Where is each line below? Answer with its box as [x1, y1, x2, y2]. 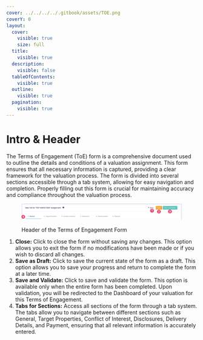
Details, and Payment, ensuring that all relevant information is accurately [15, 321, 196, 328]
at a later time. [15, 270, 52, 277]
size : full [17, 42, 45, 48]
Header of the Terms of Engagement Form [21, 226, 127, 233]
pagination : [12, 99, 42, 105]
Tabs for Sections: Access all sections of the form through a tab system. [15, 302, 198, 309]
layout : [6, 22, 26, 28]
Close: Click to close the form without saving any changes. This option [15, 238, 192, 245]
